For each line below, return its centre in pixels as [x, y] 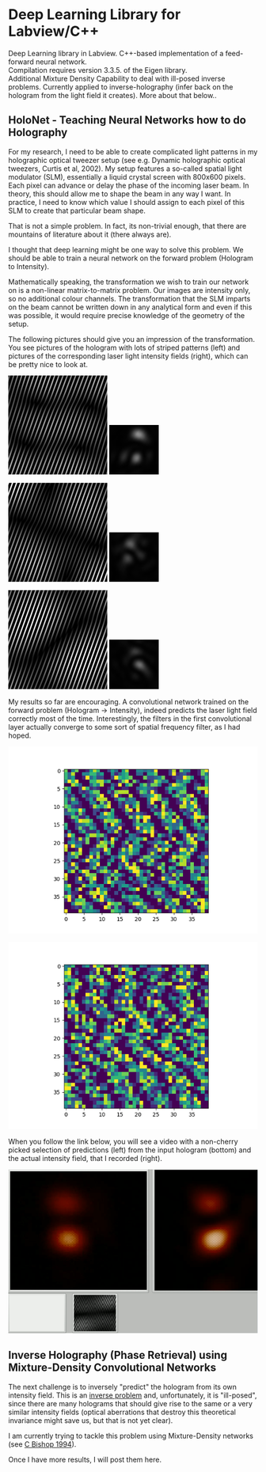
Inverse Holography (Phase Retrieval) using [118, 1355]
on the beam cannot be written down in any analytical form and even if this [130, 307]
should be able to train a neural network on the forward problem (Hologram [131, 258]
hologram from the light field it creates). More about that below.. [112, 95]
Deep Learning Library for [95, 15]
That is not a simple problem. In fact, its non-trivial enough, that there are [127, 226]
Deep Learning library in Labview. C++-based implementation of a [116, 53]
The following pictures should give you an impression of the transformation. [132, 339]
